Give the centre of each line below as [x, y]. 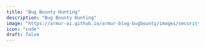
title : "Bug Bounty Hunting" [43, 12]
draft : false [23, 35]
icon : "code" [23, 29]
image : [15, 23]
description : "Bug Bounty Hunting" [52, 18]
